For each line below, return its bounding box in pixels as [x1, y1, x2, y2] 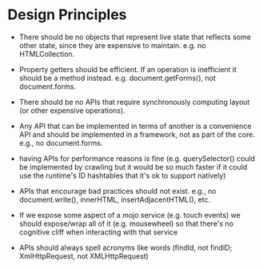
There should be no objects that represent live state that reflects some [18, 32, 251, 42]
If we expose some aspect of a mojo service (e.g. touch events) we [18, 210, 241, 219]
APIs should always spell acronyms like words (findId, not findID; [18, 243, 233, 252]
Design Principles [7, 6, 127, 24]
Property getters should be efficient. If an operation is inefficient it [18, 64, 237, 74]
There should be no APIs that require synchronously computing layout [18, 97, 250, 106]
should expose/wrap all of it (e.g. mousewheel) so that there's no [18, 219, 233, 228]
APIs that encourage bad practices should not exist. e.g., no [18, 186, 217, 195]
